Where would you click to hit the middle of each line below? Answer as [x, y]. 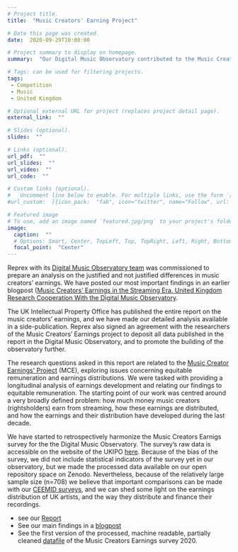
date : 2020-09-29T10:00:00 [49, 40]
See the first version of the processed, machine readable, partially [114, 533]
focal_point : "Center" [49, 248]
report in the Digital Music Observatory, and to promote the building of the [115, 342]
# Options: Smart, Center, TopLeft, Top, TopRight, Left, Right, [112, 241]
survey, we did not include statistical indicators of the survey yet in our [110, 459]
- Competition [31, 85]
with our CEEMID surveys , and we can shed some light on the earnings [111, 490]
